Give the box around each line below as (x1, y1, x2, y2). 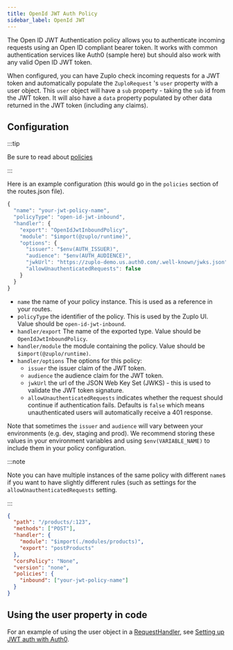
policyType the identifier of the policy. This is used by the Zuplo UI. (17, 312, 209, 320)
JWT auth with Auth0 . (7, 635, 69, 643)
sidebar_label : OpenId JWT (7, 17, 85, 24)
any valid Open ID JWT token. (7, 58, 92, 66)
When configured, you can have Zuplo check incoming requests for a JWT (7, 71, 221, 80)
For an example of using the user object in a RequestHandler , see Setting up (7, 627, 225, 636)
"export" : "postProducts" (19, 544, 95, 551)
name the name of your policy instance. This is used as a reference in (17, 297, 213, 306)
